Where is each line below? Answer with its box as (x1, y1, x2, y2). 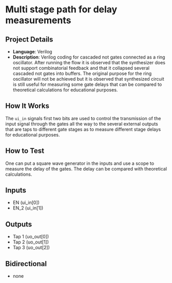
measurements (5, 14, 71, 26)
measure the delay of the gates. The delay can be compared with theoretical (5, 165, 167, 172)
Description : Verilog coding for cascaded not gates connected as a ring (12, 54, 165, 60)
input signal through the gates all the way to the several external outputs (5, 121, 158, 127)
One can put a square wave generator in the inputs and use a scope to (5, 160, 155, 166)
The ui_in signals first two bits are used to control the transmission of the (5, 115, 161, 121)
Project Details (5, 35, 53, 44)
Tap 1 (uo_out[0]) (12, 234, 49, 240)
